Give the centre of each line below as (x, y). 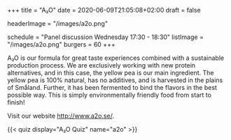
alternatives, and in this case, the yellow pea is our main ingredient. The (111, 73)
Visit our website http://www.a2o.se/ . (61, 116)
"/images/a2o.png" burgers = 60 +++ (61, 44)
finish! (16, 102)
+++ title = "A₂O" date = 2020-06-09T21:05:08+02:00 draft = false (104, 10)
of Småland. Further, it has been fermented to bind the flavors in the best (112, 87)
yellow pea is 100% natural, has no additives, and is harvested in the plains (115, 80)
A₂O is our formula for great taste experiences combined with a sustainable (116, 58)
